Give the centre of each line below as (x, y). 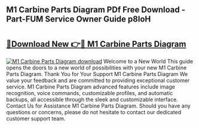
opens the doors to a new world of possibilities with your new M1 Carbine (97, 68)
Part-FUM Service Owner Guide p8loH (79, 19)
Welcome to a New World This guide (148, 61)
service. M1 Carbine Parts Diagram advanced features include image (91, 87)
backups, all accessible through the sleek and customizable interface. (92, 99)
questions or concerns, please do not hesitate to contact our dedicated (94, 112)
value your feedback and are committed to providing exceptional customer (98, 80)
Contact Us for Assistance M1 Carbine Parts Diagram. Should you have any (99, 106)
